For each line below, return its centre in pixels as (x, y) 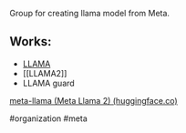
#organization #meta (49, 118)
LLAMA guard (48, 83)
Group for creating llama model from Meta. (90, 13)
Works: (31, 41)
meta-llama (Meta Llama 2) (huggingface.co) (93, 100)
